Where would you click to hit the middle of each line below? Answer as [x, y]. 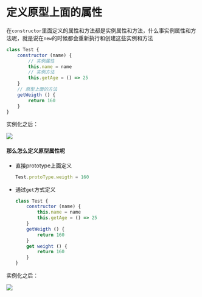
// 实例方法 [41, 72]
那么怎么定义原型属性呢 [36, 151]
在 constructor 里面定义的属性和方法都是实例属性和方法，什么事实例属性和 [99, 30]
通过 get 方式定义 [35, 189]
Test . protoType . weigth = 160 [52, 177]
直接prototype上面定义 [44, 166]
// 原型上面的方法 [37, 89]
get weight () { [47, 246]
